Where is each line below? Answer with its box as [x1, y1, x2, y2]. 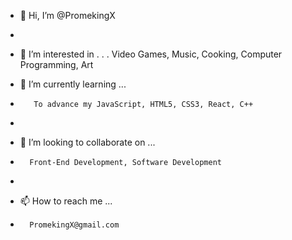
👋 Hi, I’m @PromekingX [19, 10, 116, 21]
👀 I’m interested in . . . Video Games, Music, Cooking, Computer [19, 48, 283, 60]
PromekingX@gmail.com [29, 220, 120, 230]
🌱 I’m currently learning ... [19, 78, 127, 90]
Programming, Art [19, 59, 94, 70]
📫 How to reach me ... [19, 195, 113, 207]
